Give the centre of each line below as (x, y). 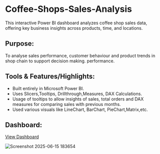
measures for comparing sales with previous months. (67, 104)
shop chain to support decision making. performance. (60, 61)
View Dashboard (22, 137)
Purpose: (20, 44)
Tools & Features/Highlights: (50, 77)
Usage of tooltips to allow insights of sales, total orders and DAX (78, 99)
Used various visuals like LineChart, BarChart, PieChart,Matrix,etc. (80, 109)
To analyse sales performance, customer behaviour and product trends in (80, 55)
